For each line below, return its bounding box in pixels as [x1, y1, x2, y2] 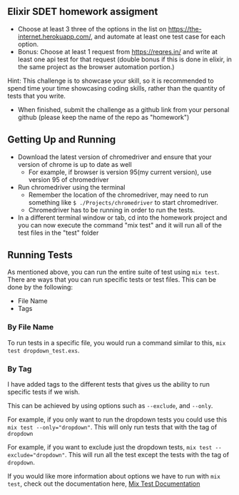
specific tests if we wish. [7, 388, 81, 397]
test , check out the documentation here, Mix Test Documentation [7, 479, 200, 488]
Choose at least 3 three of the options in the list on [17, 24, 167, 33]
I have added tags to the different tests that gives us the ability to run [7, 380, 210, 389]
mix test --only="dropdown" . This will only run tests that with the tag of [7, 423, 218, 432]
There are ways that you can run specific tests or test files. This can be [7, 275, 216, 284]
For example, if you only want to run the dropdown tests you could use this [7, 415, 228, 424]
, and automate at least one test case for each [90, 32, 226, 41]
